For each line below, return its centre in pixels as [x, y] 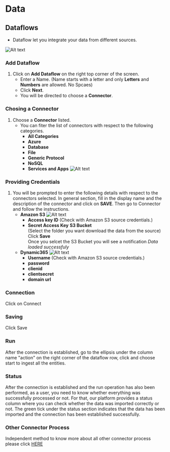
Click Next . [32, 90]
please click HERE [24, 444]
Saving [14, 317]
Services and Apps [48, 168]
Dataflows [22, 28]
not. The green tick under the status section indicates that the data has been [85, 409]
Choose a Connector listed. [42, 120]
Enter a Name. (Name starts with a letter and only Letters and [84, 79]
